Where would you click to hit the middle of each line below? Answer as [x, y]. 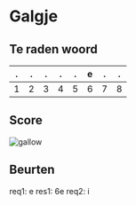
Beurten [32, 170]
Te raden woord [53, 49]
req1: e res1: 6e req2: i [50, 191]
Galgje [34, 16]
